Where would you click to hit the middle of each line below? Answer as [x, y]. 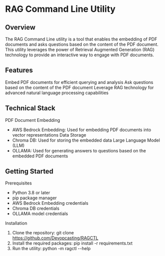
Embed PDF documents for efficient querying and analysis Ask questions [79, 82]
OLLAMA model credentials [40, 214]
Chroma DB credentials [36, 209]
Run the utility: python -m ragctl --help [51, 249]
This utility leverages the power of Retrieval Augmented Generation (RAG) [80, 50]
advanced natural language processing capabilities [57, 93]
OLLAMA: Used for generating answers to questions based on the [79, 150]
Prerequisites [18, 183]
